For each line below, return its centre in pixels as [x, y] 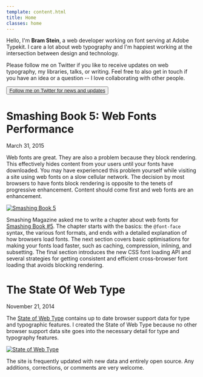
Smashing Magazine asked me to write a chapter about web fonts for [92, 220]
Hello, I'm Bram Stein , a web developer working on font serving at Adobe [98, 41]
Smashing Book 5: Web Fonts [82, 116]
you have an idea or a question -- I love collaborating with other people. [96, 78]
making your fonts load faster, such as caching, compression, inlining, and [99, 246]
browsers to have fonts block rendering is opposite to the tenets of [89, 184]
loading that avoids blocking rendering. [55, 265]
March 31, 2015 [25, 146]
